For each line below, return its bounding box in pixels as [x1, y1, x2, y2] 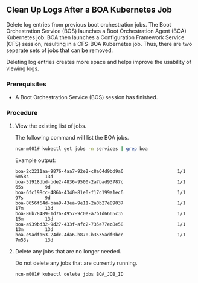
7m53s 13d [14, 237, 54, 244]
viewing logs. [6, 65, 39, 72]
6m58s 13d [14, 174, 54, 180]
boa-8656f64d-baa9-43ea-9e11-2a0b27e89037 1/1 [14, 200, 186, 206]
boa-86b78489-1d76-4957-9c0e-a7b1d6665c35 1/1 [14, 211, 186, 217]
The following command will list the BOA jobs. [14, 134, 129, 141]
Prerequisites [6, 80, 46, 88]
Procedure [6, 109, 38, 117]
